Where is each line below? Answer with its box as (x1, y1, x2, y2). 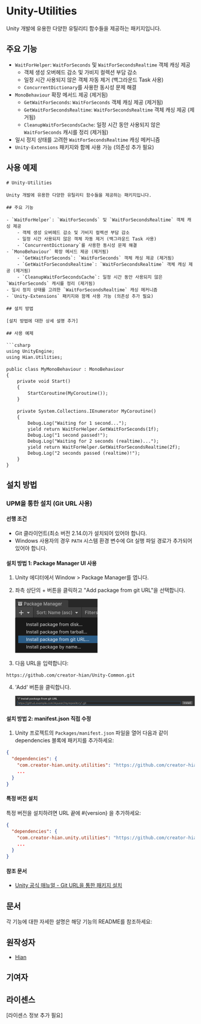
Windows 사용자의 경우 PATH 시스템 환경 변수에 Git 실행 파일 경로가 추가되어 (14, 537, 193, 545)
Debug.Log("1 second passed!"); (28, 432, 109, 438)
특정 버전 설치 (6, 795, 38, 802)
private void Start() (17, 378, 71, 384)
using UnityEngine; (6, 348, 55, 354)
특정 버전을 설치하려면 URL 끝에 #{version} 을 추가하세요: (6, 809, 142, 816)
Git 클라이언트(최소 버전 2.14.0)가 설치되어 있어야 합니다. (14, 530, 147, 537)
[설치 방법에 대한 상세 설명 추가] (6, 318, 79, 324)
